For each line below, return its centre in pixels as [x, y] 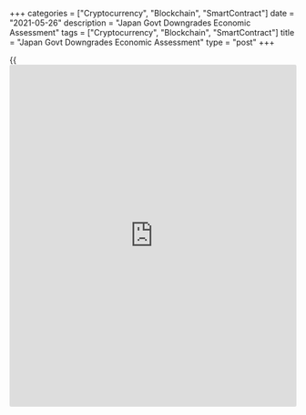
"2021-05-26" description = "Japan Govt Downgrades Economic [130, 23]
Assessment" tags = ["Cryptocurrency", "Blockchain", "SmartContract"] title [152, 32]
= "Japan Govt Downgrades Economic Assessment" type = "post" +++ [142, 42]
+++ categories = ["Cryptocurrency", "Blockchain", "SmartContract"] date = [152, 13]
